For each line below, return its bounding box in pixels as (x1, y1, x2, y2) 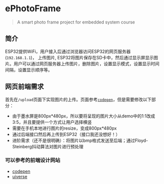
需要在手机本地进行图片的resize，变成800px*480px (12, 125, 117, 131)
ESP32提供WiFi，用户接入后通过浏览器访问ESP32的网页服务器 (5, 48, 131, 54)
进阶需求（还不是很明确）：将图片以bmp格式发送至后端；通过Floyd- (12, 138, 148, 143)
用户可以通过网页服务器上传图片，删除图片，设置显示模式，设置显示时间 (13, 61, 160, 67)
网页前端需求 (5, 83, 44, 91)
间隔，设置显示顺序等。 (5, 67, 52, 72)
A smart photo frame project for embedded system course (17, 19, 135, 25)
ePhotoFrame (5, 3, 61, 14)
